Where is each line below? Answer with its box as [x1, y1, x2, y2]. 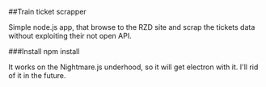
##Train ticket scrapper [8, 7, 87, 16]
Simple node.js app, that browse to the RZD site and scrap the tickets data [8, 23, 255, 31]
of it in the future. [8, 71, 66, 80]
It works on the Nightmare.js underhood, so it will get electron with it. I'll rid [8, 62, 259, 72]
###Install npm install [8, 47, 80, 56]
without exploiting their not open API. [8, 31, 132, 40]
